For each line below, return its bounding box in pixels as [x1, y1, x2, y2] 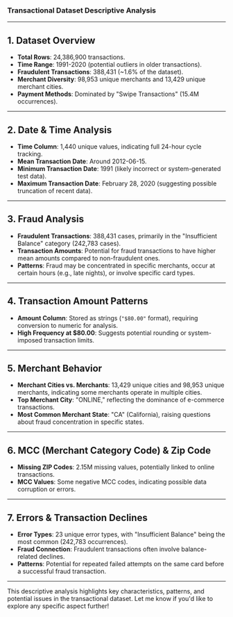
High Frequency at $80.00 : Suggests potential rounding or [17, 329, 187, 337]
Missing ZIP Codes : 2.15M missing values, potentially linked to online [17, 463, 215, 471]
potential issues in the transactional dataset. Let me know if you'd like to [7, 594, 214, 602]
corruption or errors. [17, 485, 76, 493]
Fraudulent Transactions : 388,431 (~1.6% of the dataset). [17, 68, 184, 76]
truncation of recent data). [17, 186, 93, 195]
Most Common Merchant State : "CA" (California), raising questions [17, 411, 211, 419]
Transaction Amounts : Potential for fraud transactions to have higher [17, 246, 216, 255]
